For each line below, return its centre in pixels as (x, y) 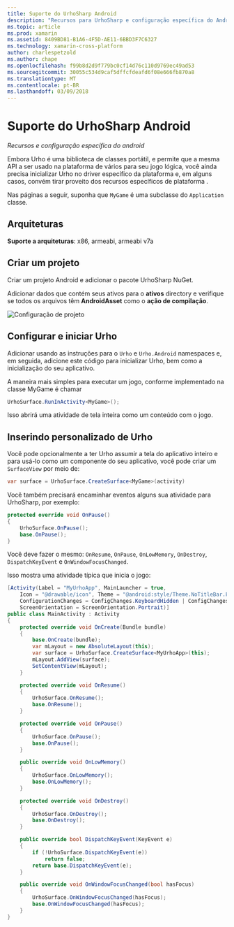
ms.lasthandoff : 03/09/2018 (48, 92)
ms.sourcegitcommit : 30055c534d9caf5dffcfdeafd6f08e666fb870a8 (101, 72)
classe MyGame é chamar (45, 389)
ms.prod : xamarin (32, 33)
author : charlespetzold (42, 53)
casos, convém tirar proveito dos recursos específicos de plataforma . (108, 182)
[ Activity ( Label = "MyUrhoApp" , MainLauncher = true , (87, 588)
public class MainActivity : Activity (63, 614)
